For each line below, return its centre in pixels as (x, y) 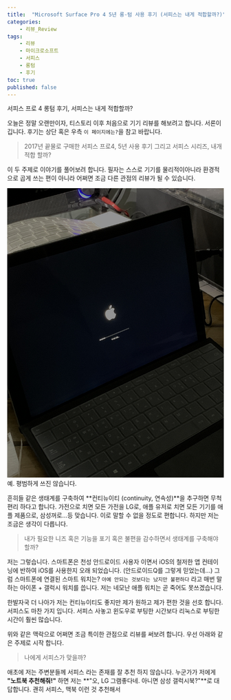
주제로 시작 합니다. (39, 643)
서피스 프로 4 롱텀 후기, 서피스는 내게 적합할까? (70, 109)
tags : (15, 37)
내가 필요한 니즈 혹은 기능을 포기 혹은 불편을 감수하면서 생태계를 (109, 539)
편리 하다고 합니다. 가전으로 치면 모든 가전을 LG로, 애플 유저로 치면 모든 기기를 (112, 507)
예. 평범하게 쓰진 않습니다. (42, 484)
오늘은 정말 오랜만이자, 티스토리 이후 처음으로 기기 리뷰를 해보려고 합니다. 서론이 (114, 123)
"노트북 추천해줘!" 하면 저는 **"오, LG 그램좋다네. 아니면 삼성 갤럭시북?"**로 (110, 681)
